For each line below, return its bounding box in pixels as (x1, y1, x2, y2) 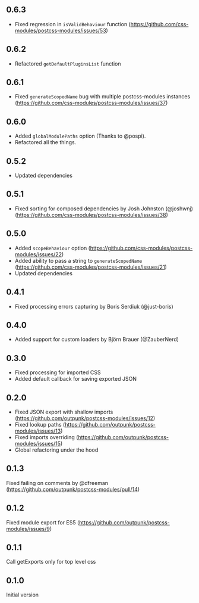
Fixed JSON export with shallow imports (14, 408, 113, 415)
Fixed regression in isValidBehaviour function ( (14, 20, 131, 27)
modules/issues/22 (14, 250, 62, 258)
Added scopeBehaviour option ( (14, 244, 91, 251)
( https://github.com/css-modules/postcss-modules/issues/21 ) (14, 263, 168, 271)
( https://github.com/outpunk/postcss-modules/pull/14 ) (6, 486, 140, 493)
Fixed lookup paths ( (14, 421, 65, 428)
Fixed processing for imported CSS (14, 369, 101, 376)
